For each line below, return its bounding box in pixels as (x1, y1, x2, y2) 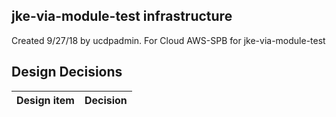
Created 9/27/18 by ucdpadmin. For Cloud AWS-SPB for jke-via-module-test (11, 34, 326, 46)
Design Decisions (11, 64, 123, 81)
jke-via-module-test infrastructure (11, 8, 233, 25)
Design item (16, 93, 75, 107)
